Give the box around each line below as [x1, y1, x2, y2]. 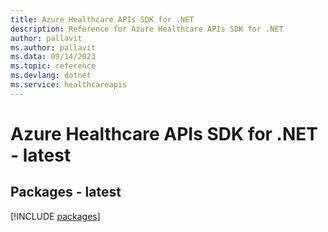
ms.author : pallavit [10, 42, 97, 53]
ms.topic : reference [10, 61, 97, 71]
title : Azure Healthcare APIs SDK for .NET [10, 14, 195, 25]
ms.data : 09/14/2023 [10, 52, 97, 62]
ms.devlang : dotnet [10, 71, 92, 81]
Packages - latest [10, 184, 122, 201]
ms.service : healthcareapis [10, 80, 128, 90]
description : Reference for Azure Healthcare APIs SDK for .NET [10, 24, 284, 34]
